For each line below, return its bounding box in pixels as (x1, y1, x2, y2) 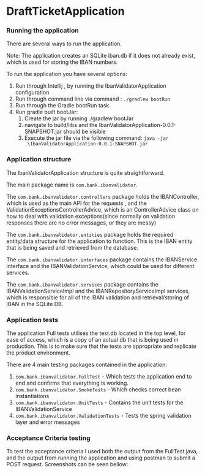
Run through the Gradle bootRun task (15, 102, 110, 109)
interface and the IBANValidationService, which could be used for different (6, 262, 195, 269)
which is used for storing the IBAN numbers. (6, 58, 118, 66)
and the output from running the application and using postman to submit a (6, 454, 196, 461)
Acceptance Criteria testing (6, 434, 91, 442)
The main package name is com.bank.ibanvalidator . (6, 181, 138, 188)
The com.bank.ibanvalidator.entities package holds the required (6, 231, 174, 238)
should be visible (63, 128, 106, 136)
